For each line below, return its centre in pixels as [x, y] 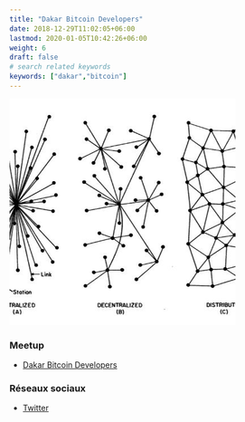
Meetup [27, 345]
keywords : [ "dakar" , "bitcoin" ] [68, 77]
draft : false [34, 58]
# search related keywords [60, 67]
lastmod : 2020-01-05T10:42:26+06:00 [78, 38]
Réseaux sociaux [47, 388]
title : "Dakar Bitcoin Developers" [76, 19]
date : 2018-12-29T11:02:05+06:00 [72, 29]
